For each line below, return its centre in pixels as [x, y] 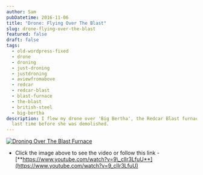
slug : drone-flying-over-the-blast [51, 29]
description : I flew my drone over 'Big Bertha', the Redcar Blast [93, 118]
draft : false [23, 40]
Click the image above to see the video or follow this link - [87, 153]
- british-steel [32, 107]
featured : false [27, 34]
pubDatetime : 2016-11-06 [37, 17]
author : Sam [21, 12]
